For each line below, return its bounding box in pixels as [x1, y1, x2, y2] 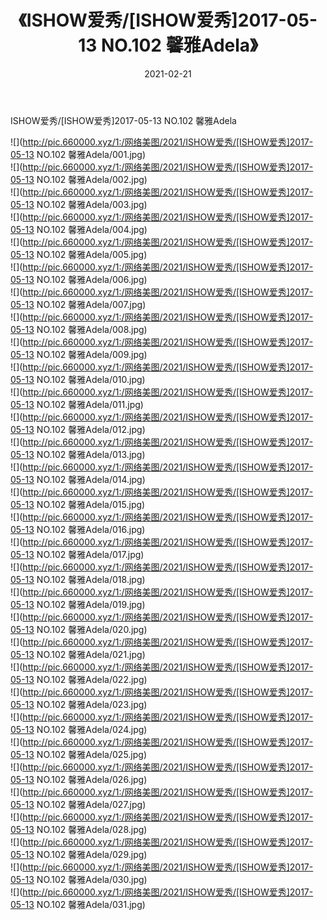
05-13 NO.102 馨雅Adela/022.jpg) [10, 673, 148, 685]
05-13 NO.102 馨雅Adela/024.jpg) [10, 723, 148, 735]
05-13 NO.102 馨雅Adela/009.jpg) [10, 348, 148, 360]
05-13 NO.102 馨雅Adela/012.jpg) [10, 423, 146, 435]
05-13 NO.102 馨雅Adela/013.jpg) [10, 448, 146, 460]
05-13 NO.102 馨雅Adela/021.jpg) [10, 648, 146, 660]
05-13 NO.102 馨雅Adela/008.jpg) [10, 323, 148, 335]
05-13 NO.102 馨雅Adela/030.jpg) [10, 873, 148, 885]
